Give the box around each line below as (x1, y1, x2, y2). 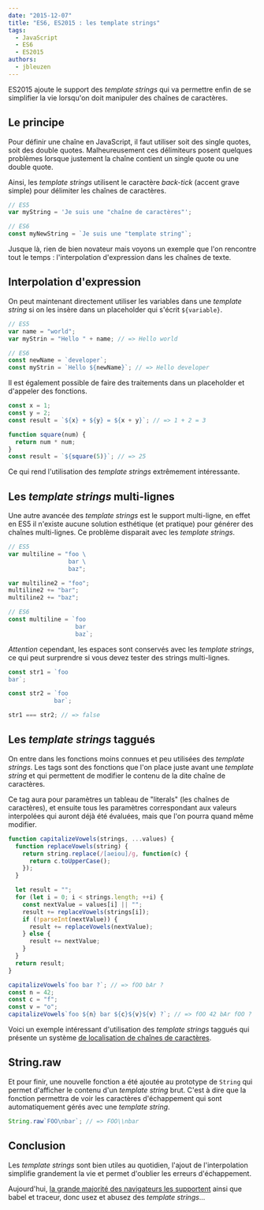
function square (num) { (8, 430, 87, 438)
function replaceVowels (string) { (15, 842, 128, 850)
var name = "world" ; (8, 327, 76, 336)
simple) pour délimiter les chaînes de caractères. (8, 186, 167, 195)
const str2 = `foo (8, 690, 69, 697)
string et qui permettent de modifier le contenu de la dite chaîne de (8, 771, 226, 780)
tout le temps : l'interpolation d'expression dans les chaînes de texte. (8, 253, 232, 262)
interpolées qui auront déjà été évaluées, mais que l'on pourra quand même (8, 811, 254, 821)
